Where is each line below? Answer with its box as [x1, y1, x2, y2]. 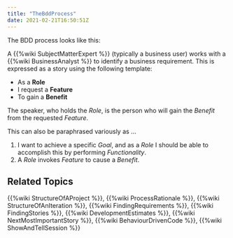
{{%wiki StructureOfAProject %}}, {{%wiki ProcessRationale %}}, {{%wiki [7, 194, 220, 202]
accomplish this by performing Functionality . [17, 148, 147, 156]
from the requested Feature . [7, 113, 89, 122]
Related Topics [7, 175, 73, 187]
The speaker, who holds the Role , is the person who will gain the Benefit [7, 106, 216, 114]
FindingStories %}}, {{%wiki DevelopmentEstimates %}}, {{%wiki [7, 209, 195, 217]
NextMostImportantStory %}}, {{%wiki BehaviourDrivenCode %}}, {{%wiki [7, 216, 223, 225]
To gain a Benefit [17, 92, 68, 101]
